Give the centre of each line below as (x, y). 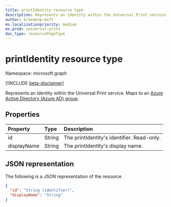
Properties (23, 115)
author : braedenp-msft (29, 19)
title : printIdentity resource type (44, 10)
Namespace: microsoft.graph (36, 73)
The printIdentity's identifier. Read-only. (112, 137)
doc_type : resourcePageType (35, 34)
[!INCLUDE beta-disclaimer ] (35, 83)
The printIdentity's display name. (103, 146)
